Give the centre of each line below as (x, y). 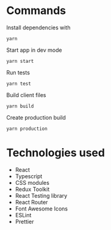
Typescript (29, 176)
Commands (36, 11)
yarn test (19, 84)
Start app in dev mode (34, 50)
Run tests (18, 72)
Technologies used (56, 153)
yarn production (27, 129)
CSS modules (32, 182)
